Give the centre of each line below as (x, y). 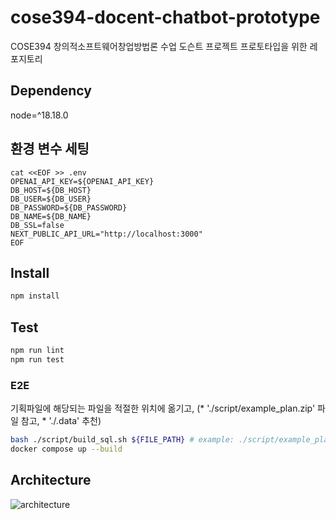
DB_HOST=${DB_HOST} (51, 190)
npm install (35, 296)
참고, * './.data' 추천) (61, 421)
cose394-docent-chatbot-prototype (165, 17)
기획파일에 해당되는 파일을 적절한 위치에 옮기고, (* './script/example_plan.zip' (163, 408)
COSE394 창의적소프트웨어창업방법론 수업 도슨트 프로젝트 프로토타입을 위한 (159, 46)
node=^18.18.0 (39, 115)
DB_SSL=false (37, 225)
